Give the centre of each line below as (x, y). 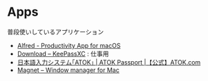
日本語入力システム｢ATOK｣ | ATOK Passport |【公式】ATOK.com (109, 62)
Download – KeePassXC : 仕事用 (63, 54)
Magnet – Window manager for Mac (68, 70)
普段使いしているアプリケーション (56, 32)
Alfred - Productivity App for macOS (69, 45)
